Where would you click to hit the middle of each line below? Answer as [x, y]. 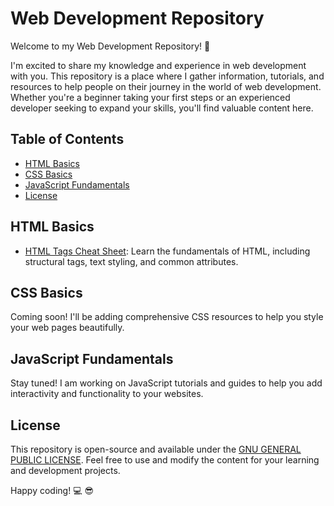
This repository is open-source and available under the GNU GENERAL [156, 449]
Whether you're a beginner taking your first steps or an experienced [150, 97]
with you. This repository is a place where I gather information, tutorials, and [167, 76]
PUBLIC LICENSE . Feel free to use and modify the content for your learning [165, 460]
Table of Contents [67, 139]
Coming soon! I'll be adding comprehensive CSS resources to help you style [167, 317]
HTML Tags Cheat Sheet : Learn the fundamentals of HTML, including [167, 251]
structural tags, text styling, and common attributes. [131, 261]
